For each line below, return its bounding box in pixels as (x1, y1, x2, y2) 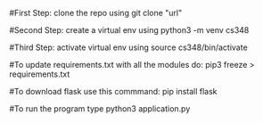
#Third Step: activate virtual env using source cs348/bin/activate (9, 42, 248, 53)
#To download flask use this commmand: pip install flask (9, 86, 218, 96)
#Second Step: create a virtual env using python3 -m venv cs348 (9, 25, 250, 35)
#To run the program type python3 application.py (9, 103, 191, 114)
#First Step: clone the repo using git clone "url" (9, 8, 183, 18)
